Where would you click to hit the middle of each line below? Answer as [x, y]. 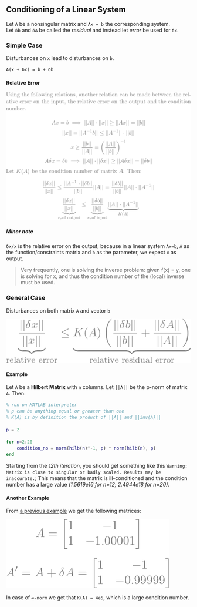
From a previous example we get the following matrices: [74, 511]
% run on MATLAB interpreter [42, 405]
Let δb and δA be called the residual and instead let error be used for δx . [92, 30]
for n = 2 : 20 [19, 442]
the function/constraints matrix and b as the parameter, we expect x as [91, 253]
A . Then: [16, 394]
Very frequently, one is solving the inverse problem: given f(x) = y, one [106, 270]
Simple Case [24, 45]
